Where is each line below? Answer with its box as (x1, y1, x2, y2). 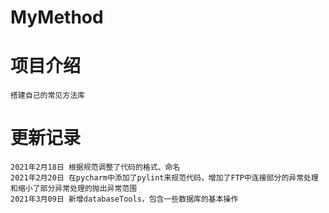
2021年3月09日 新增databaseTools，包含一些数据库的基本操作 (10, 194, 239, 205)
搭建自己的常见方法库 (10, 91, 85, 101)
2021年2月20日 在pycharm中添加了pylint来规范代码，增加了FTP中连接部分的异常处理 (10, 173, 319, 183)
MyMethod (10, 6, 104, 29)
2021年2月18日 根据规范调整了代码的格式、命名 (10, 162, 181, 173)
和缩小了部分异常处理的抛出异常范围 (10, 184, 138, 194)
